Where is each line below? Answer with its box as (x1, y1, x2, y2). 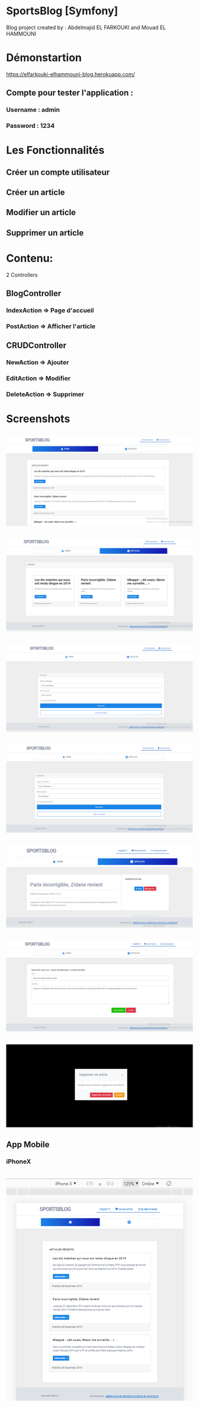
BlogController (6, 288, 62, 298)
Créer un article (6, 187, 65, 197)
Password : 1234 (6, 122, 55, 130)
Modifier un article (6, 207, 76, 218)
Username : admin (6, 106, 60, 114)
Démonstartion (6, 51, 82, 65)
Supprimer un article (6, 228, 84, 238)
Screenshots (6, 412, 70, 426)
